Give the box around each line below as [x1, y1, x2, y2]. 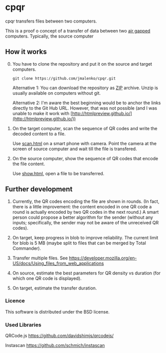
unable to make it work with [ [12, 110, 72, 116]
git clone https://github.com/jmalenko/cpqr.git [12, 76, 116, 81]
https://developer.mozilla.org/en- [68, 255, 137, 261]
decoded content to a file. [12, 131, 66, 137]
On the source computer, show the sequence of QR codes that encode [12, 155, 158, 161]
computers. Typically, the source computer [5, 33, 94, 39]
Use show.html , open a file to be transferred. [12, 170, 104, 176]
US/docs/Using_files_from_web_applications [12, 260, 104, 266]
